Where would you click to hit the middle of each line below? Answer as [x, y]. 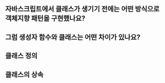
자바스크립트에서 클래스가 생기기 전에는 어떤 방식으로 [82, 9]
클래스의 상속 [24, 74]
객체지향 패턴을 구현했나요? [45, 18]
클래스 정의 [21, 56]
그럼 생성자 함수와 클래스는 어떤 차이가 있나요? [73, 37]
